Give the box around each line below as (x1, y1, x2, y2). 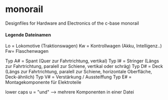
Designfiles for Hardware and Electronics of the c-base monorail (5, 20, 139, 26)
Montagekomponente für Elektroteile (5, 79, 82, 85)
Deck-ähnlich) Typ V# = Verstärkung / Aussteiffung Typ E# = (5, 74, 132, 80)
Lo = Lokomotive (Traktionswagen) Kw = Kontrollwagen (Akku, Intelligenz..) (5, 43, 162, 49)
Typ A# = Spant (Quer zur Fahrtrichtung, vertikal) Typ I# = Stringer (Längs (5, 58, 159, 64)
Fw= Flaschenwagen (5, 48, 49, 54)
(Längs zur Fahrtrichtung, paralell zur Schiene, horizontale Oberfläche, (5, 69, 152, 75)
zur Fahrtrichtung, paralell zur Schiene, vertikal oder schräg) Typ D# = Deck (5, 63, 163, 69)
